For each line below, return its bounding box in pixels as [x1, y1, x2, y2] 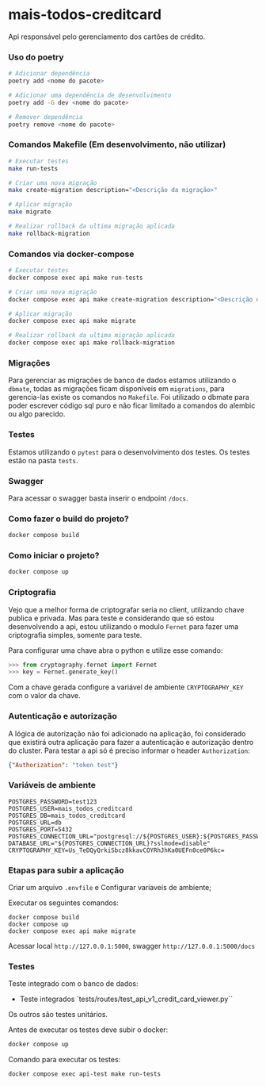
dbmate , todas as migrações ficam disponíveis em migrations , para [8, 384, 225, 393]
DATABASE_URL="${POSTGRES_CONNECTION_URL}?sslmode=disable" [8, 839, 211, 847]
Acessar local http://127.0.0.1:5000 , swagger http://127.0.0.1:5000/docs [8, 942, 256, 951]
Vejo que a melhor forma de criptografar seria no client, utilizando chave [8, 604, 245, 614]
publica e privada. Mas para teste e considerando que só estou [8, 613, 215, 623]
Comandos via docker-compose [8, 248, 135, 259]
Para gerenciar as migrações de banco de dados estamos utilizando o [8, 375, 237, 386]
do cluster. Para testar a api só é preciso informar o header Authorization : [8, 746, 251, 755]
